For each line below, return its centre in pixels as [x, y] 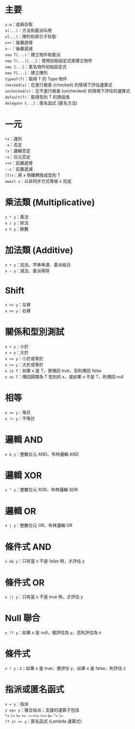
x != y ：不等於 [20, 418]
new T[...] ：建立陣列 [27, 73]
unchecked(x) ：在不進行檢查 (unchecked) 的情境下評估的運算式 [68, 91]
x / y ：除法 [17, 223]
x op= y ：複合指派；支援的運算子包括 [42, 710]
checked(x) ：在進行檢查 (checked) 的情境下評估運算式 [59, 85]
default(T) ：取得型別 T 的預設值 [37, 97]
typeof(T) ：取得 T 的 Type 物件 [36, 78]
